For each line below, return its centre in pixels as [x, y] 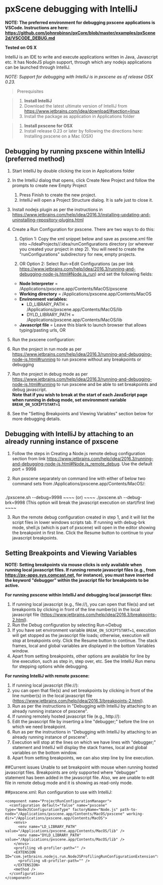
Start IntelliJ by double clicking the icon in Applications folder [73, 171]
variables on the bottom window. [45, 753]
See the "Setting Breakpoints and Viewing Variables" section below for [83, 413]
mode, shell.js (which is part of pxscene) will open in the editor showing [84, 527]
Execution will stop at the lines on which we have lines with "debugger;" [84, 742]
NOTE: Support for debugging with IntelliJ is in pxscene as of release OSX [79, 77]
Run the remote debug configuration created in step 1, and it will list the [83, 517]
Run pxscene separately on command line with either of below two [79, 478]
